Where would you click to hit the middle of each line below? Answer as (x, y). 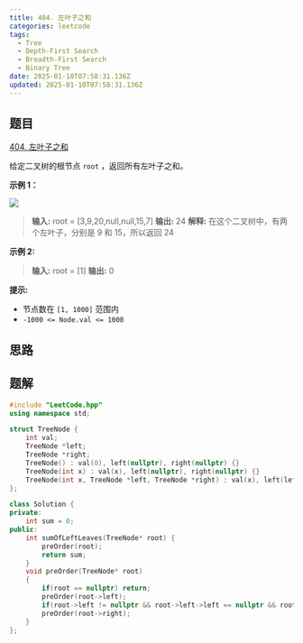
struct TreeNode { (44, 429)
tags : (19, 34)
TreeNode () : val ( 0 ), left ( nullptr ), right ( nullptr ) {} (133, 463)
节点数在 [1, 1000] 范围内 (71, 309)
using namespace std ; (50, 413)
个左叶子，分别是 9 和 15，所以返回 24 (102, 233)
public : (24, 530)
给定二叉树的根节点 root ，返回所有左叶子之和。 (99, 166)
